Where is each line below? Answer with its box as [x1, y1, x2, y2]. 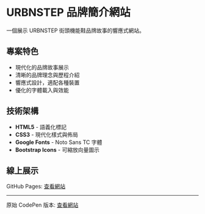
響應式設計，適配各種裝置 [15, 78, 80, 86]
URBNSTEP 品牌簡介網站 [6, 5, 131, 19]
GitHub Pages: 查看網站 [6, 183, 66, 190]
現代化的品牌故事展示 [15, 63, 69, 71]
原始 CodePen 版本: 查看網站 [6, 201, 79, 209]
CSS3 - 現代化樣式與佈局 [15, 131, 78, 138]
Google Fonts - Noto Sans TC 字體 [15, 138, 103, 146]
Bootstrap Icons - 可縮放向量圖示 [15, 146, 99, 153]
